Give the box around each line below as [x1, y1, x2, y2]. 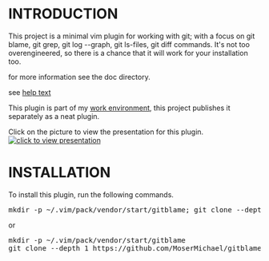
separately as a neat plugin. [8, 111, 100, 121]
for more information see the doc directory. [8, 72, 151, 81]
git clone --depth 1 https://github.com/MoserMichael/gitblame [8, 243, 262, 252]
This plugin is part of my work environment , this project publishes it [8, 103, 231, 113]
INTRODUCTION [8, 5, 118, 23]
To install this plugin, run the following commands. [8, 189, 175, 200]
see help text [8, 87, 51, 97]
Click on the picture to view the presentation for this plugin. [8, 127, 204, 136]
